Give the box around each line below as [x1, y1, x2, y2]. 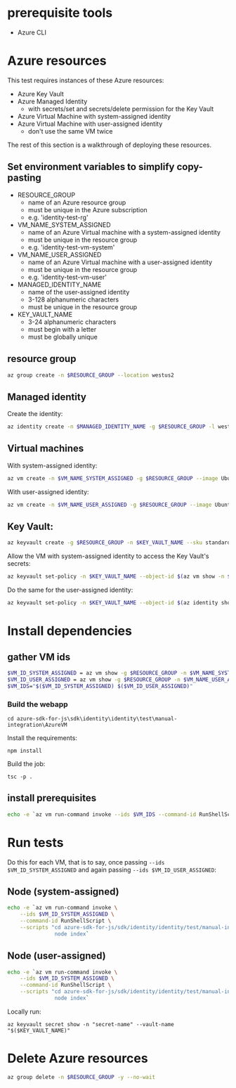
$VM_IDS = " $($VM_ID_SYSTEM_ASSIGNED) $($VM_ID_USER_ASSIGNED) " [7, 682, 193, 689]
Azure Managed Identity [17, 97, 88, 105]
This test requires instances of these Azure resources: [7, 76, 164, 84]
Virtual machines [7, 443, 84, 455]
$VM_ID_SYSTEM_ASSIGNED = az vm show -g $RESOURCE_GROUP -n [7, 670, 188, 677]
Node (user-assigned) [7, 950, 107, 962]
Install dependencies [7, 623, 132, 639]
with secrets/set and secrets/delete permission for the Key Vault [27, 104, 214, 113]
